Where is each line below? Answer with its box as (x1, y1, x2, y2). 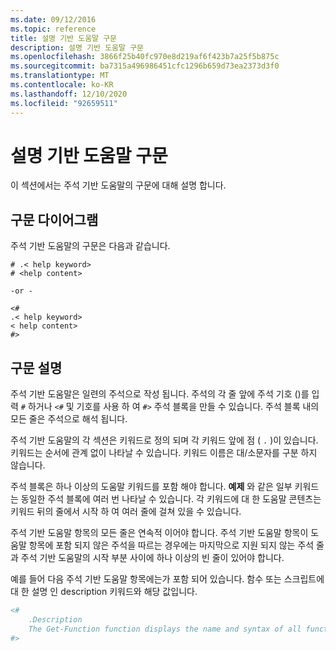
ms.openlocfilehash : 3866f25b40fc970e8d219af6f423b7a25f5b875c (10, 52, 280, 62)
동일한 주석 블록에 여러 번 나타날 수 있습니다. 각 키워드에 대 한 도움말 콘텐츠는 (20, 493, 322, 505)
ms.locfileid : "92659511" (10, 98, 118, 108)
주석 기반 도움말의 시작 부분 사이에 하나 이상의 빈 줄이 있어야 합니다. (20, 552, 285, 564)
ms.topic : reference (10, 24, 97, 34)
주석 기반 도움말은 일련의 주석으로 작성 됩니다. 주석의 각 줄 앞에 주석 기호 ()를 (10, 388, 310, 400)
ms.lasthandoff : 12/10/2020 (10, 89, 128, 99)
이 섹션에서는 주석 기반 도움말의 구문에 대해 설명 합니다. (10, 179, 227, 191)
